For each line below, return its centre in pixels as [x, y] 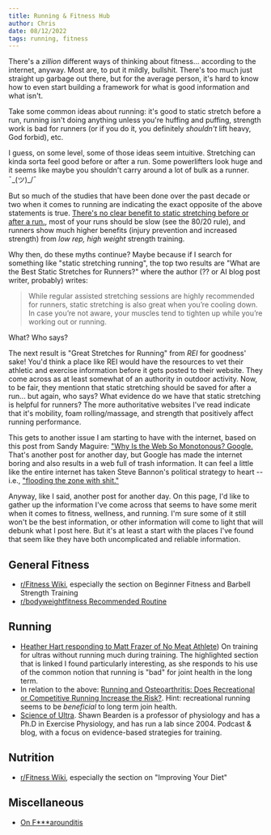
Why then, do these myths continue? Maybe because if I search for [120, 255]
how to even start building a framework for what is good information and [129, 87]
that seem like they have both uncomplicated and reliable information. [125, 540]
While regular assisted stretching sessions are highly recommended [141, 296]
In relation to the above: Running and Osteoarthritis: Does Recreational [138, 689]
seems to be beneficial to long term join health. [99, 706]
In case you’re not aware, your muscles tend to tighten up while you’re [145, 313]
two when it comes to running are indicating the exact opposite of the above [135, 205]
